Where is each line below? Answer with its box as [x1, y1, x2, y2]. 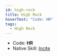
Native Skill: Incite [12, 45, 50, 51]
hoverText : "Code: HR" [5, 17, 53, 22]
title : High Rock [5, 12, 42, 17]
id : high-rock [5, 7, 36, 13]
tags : [5, 21, 17, 27]
